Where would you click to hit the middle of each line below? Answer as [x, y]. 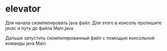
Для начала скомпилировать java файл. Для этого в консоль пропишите [83, 23]
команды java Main [26, 43]
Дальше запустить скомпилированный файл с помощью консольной [80, 38]
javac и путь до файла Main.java [39, 28]
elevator [23, 9]
